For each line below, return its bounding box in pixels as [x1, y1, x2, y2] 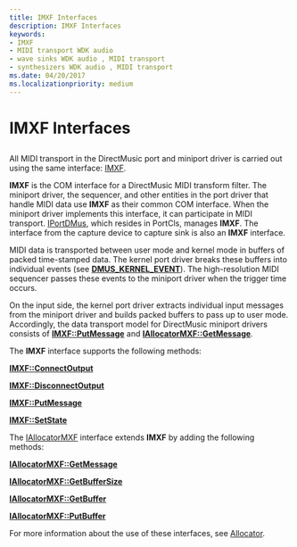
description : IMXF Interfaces [9, 21, 122, 30]
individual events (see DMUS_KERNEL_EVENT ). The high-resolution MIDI [9, 264, 279, 275]
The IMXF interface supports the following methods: [9, 345, 202, 357]
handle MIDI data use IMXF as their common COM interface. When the [9, 199, 269, 210]
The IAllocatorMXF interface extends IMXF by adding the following [9, 432, 255, 443]
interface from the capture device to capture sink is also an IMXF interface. [9, 228, 285, 238]
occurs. [9, 283, 37, 294]
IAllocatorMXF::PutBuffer [9, 510, 106, 522]
